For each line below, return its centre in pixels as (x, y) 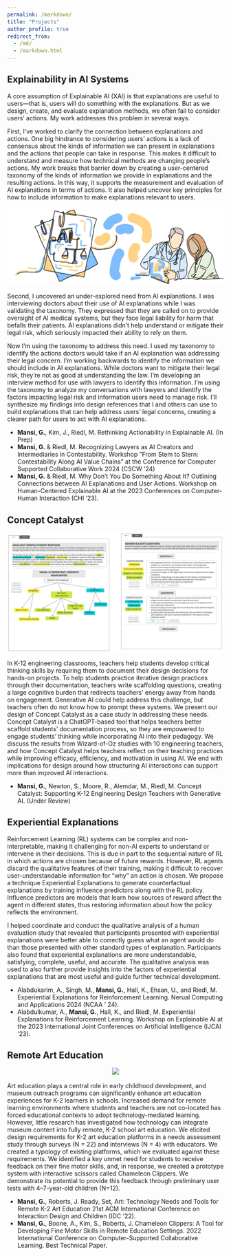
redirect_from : (29, 36)
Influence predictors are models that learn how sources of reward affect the (114, 897)
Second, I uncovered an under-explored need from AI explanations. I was (111, 296)
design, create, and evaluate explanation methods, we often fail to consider (113, 111)
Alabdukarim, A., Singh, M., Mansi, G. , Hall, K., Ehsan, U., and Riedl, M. (117, 990)
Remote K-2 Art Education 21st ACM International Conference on (109, 1209)
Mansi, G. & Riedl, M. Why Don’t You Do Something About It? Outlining (117, 476)
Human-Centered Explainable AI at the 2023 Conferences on (103, 491)
